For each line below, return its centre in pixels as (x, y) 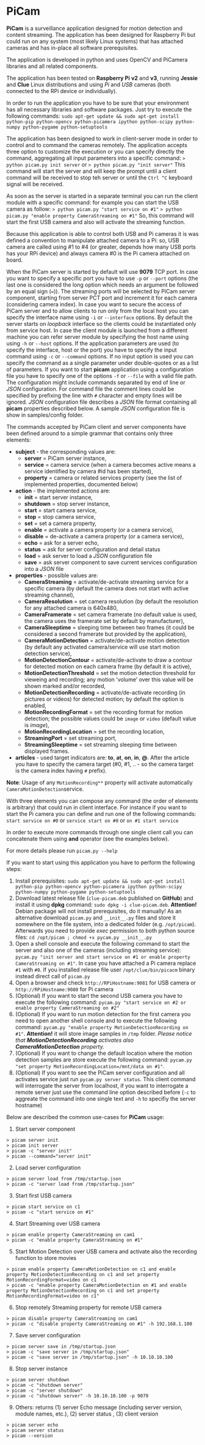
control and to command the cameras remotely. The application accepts (97, 145)
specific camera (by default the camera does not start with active (106, 588)
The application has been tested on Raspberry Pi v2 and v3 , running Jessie (102, 78)
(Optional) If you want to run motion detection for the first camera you (103, 1014)
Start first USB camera (43, 1195)
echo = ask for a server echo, (62, 543)
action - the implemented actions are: (63, 491)
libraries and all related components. (52, 66)
